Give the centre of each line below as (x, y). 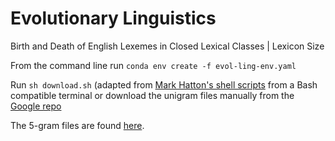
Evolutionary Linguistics (113, 18)
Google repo (36, 106)
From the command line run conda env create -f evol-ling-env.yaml (153, 65)
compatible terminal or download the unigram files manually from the (152, 95)
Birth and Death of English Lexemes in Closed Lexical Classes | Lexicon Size (167, 46)
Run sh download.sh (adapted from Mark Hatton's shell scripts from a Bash (164, 84)
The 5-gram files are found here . (77, 125)
